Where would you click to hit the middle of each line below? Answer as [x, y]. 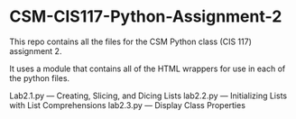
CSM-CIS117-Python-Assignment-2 [146, 17]
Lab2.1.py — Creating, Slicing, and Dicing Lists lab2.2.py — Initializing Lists [148, 96]
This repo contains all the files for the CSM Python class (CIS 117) [131, 41]
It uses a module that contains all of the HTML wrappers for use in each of [148, 69]
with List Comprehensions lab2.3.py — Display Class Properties [128, 105]
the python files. [40, 78]
